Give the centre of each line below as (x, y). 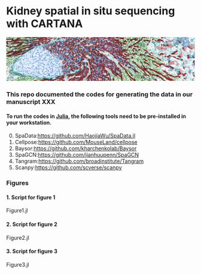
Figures (17, 183)
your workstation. (29, 122)
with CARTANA (45, 24)
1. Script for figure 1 (31, 197)
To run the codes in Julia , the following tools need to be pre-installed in (96, 116)
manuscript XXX (31, 102)
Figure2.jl (18, 238)
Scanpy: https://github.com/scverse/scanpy (68, 168)
